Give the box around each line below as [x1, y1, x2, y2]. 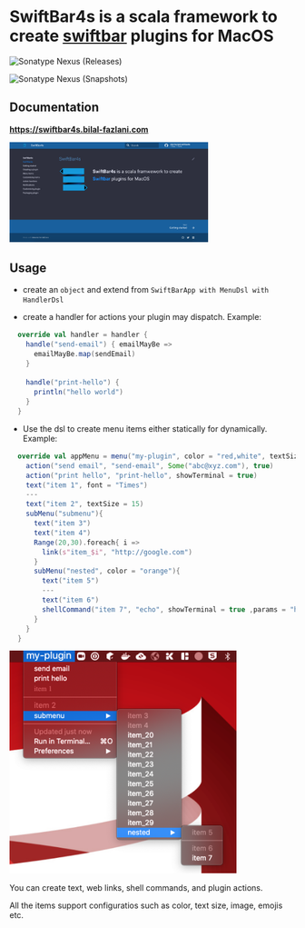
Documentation [9, 100, 100, 115]
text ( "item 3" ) [33, 519, 92, 528]
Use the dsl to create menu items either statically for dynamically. [22, 423, 268, 434]
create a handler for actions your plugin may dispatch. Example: [22, 312, 261, 323]
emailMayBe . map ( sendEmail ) [33, 349, 136, 358]
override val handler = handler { [17, 330, 148, 340]
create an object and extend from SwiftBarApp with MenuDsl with [22, 284, 270, 295]
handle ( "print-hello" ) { [25, 378, 120, 387]
